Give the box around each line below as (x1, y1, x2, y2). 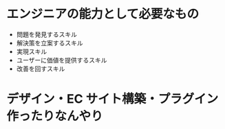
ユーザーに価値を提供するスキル (16, 56, 107, 64)
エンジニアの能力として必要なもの (6, 6, 200, 22)
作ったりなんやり (6, 108, 104, 124)
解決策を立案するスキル (16, 38, 83, 47)
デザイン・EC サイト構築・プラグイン (6, 91, 219, 107)
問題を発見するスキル (16, 30, 77, 38)
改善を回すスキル (16, 64, 65, 73)
